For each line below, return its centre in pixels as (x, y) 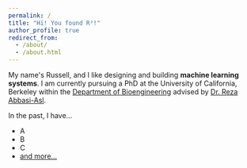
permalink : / (30, 15)
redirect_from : (33, 38)
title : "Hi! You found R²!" (55, 23)
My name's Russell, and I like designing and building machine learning (123, 75)
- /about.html (38, 52)
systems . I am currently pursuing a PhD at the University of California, (123, 83)
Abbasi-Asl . (27, 100)
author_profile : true (44, 30)
